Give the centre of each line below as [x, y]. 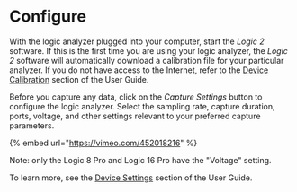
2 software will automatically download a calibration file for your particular [147, 60]
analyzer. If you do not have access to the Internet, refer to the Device [139, 70]
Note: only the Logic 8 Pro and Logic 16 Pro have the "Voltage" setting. [140, 160]
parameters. [32, 125]
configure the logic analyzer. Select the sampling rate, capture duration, [143, 106]
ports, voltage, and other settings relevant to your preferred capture [135, 116]
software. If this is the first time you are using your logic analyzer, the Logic [148, 50]
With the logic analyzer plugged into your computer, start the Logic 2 [137, 41]
